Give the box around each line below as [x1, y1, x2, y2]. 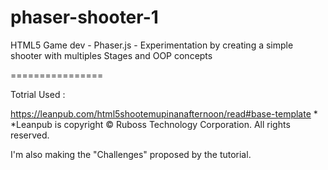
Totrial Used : [10, 88, 66, 100]
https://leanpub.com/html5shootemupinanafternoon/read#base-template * [10, 107, 318, 120]
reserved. [10, 129, 50, 141]
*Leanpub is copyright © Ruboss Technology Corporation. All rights [10, 118, 291, 130]
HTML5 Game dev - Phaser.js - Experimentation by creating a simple [10, 39, 294, 51]
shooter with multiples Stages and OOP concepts [10, 49, 213, 61]
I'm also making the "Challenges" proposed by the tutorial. [10, 148, 252, 160]
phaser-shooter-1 [10, 6, 159, 29]
